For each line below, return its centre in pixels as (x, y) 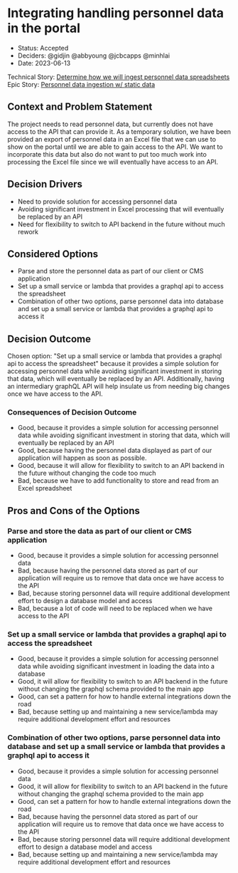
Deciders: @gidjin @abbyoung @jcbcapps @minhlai (94, 56)
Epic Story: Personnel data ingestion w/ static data (81, 84)
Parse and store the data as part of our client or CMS (99, 530)
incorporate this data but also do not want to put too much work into (107, 154)
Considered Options (53, 254)
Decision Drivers (45, 184)
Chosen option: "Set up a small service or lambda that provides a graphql (115, 356)
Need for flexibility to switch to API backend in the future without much (121, 224)
